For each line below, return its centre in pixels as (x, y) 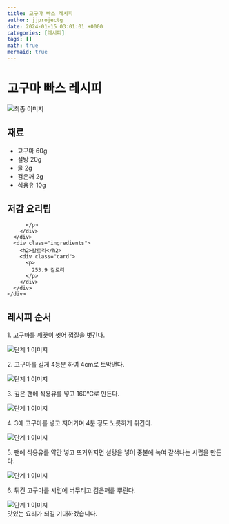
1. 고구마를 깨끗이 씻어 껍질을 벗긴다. (56, 335)
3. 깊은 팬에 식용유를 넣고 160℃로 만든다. (63, 394)
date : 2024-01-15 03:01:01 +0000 (55, 26)
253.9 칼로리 (49, 270)
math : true (23, 46)
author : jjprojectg (35, 20)
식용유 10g (31, 185)
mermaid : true (28, 52)
